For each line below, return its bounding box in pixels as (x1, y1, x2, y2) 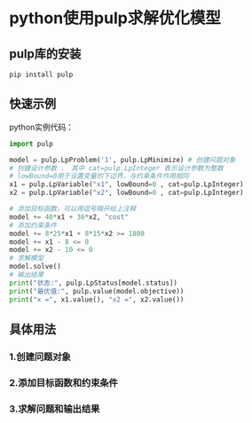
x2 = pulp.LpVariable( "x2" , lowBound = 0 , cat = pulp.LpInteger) (9, 188, 244, 198)
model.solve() (9, 262, 62, 271)
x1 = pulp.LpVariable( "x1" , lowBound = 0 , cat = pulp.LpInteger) (9, 180, 244, 189)
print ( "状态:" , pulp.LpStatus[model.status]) (9, 278, 177, 287)
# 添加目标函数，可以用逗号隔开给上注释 (9, 205, 137, 214)
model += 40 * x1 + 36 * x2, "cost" (9, 212, 129, 222)
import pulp (9, 139, 53, 148)
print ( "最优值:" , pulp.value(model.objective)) (9, 286, 185, 295)
